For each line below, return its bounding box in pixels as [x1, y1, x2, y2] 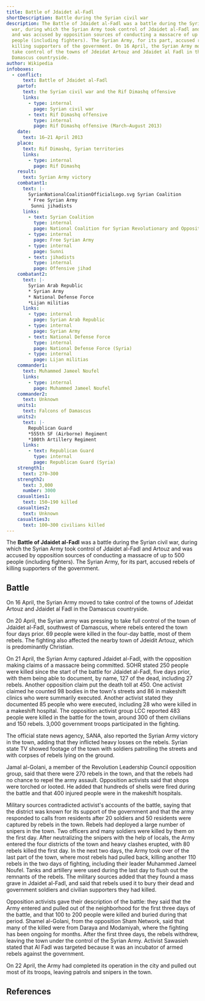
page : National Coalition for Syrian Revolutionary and [33, 226, 179, 232]
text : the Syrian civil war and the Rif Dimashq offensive [22, 89, 176, 95]
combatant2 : [17, 271, 48, 278]
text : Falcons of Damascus [22, 408, 92, 414]
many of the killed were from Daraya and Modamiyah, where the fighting [6, 924, 189, 932]
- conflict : [12, 72, 43, 78]
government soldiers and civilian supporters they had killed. [6, 886, 157, 894]
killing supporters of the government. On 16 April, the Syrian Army [12, 44, 192, 50]
